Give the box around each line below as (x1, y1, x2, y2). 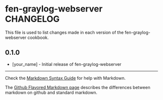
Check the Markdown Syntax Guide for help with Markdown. (5, 75, 126, 81)
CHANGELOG (5, 13, 60, 25)
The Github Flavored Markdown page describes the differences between (5, 84, 150, 90)
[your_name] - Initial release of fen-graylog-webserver (12, 61, 122, 67)
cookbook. (27, 35, 49, 40)
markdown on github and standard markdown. (5, 89, 98, 95)
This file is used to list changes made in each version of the (5, 29, 124, 35)
